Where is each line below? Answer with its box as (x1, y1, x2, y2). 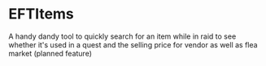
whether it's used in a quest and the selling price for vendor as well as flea (8, 39, 258, 49)
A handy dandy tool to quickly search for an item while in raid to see (8, 31, 237, 41)
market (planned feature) (8, 48, 92, 58)
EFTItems (8, 5, 75, 23)
